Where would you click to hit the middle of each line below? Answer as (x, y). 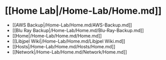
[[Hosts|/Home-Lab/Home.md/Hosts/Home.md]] (64, 46)
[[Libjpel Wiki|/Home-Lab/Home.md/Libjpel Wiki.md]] (69, 41)
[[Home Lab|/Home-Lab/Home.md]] (83, 11)
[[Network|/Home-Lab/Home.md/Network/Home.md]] (69, 52)
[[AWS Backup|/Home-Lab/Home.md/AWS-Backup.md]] (72, 25)
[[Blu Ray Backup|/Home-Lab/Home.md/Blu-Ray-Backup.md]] (78, 30)
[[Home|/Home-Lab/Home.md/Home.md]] (57, 36)
